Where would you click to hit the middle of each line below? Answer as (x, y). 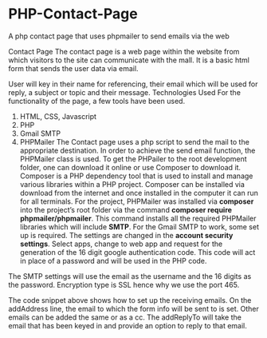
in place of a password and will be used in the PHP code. (113, 260)
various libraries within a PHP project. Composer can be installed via (132, 184)
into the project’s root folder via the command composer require (126, 209)
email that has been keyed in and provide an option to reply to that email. (128, 325)
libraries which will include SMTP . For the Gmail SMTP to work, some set (139, 227)
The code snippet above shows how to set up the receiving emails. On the (130, 300)
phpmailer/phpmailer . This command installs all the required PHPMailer (138, 218)
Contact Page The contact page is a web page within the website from (124, 51)
